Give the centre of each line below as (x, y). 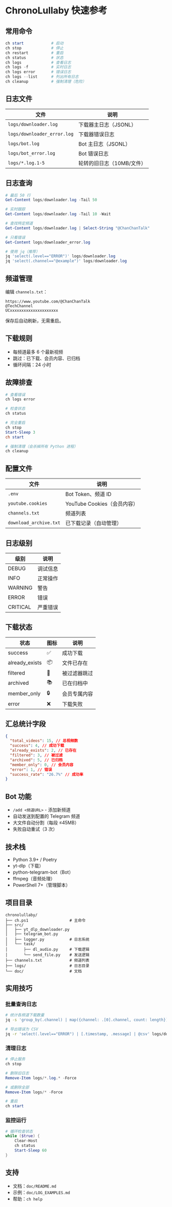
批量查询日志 (21, 1004)
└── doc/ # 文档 (44, 971)
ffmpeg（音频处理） (34, 878)
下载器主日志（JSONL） (107, 125)
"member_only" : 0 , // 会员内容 (42, 765)
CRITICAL (20, 607)
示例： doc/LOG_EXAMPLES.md (41, 1192)
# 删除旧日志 (17, 1073)
